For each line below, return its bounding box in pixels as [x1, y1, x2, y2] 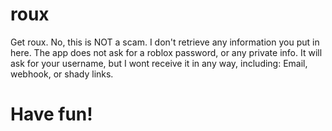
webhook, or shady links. [10, 68, 114, 80]
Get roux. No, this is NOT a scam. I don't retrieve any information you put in [10, 36, 320, 48]
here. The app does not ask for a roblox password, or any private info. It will [10, 46, 323, 58]
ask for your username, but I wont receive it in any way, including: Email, [10, 57, 308, 69]
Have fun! [10, 103, 93, 126]
